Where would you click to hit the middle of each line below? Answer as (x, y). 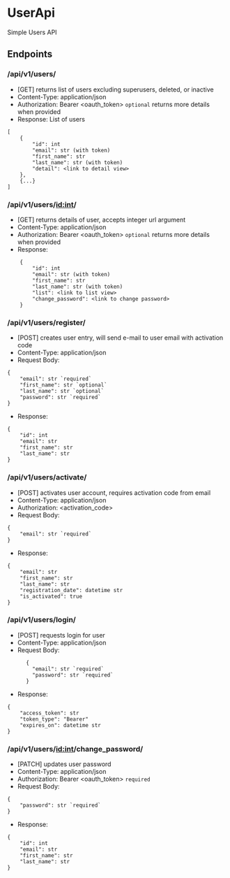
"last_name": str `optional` (62, 391)
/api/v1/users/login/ (42, 620)
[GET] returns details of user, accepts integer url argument (101, 219)
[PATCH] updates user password (64, 764)
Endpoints (30, 54)
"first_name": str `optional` (64, 385)
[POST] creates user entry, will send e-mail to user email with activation (120, 338)
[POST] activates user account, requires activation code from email (114, 492)
